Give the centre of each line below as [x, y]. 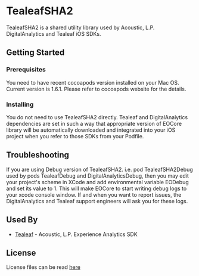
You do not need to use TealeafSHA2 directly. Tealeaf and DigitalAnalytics [97, 117]
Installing [20, 104]
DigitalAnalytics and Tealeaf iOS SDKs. [54, 33]
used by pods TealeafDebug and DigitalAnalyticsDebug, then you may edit [98, 176]
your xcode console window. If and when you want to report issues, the [94, 194]
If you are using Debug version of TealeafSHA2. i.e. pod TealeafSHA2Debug [100, 169]
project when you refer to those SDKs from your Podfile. [75, 136]
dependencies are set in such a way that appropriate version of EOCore [94, 123]
